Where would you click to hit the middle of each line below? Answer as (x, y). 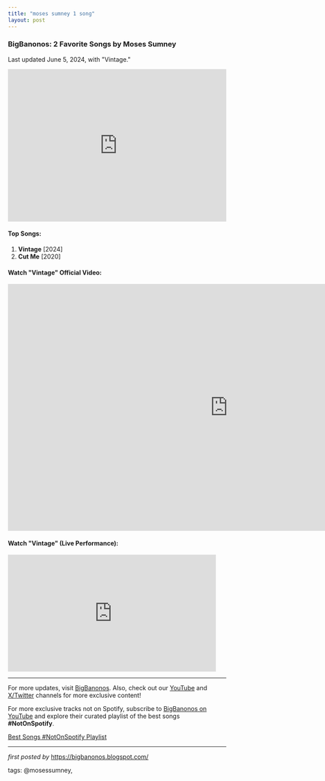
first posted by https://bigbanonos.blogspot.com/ (78, 757)
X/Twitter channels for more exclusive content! (74, 695)
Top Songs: (25, 234)
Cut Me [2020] (39, 256)
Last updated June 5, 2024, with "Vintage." (69, 59)
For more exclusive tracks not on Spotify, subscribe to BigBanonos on (107, 709)
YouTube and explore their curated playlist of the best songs (94, 716)
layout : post (27, 20)
